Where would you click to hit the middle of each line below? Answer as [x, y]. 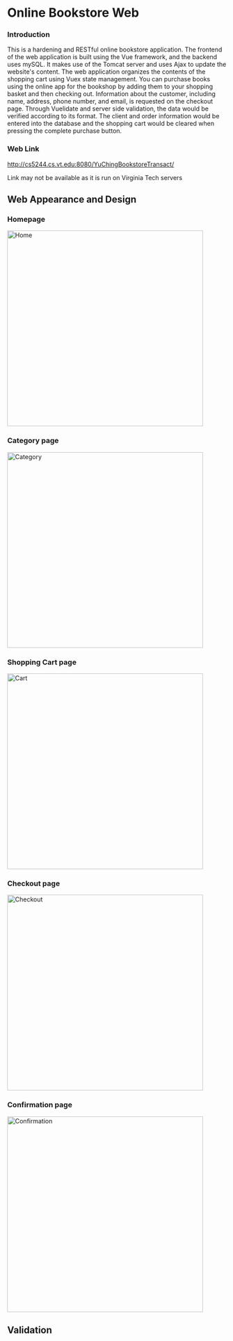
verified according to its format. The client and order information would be [113, 116]
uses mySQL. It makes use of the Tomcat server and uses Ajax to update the [117, 65]
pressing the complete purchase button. [65, 131]
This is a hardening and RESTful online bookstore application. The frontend [115, 49]
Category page [33, 441]
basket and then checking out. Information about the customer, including [111, 94]
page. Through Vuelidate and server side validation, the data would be [108, 109]
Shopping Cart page [42, 662]
